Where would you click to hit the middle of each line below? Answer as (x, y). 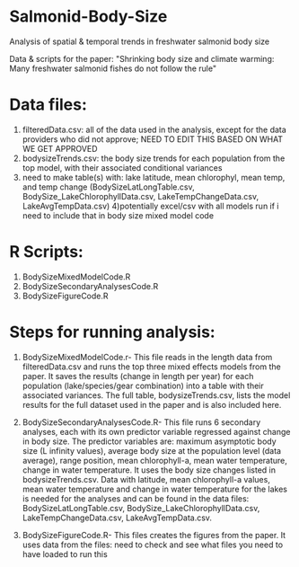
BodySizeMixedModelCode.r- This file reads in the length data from (147, 357)
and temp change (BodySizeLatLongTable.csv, (108, 187)
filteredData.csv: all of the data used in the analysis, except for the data (154, 129)
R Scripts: (46, 252)
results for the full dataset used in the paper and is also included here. (152, 404)
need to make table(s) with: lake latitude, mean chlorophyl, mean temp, (154, 177)
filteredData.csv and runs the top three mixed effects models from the (151, 367)
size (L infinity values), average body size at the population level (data (151, 450)
